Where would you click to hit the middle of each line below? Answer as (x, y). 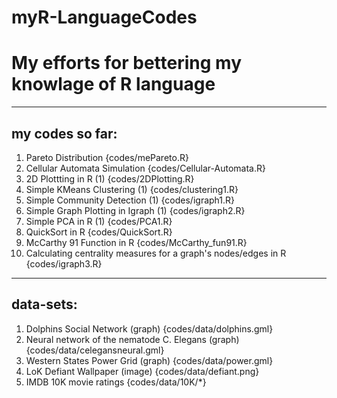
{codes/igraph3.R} (64, 263)
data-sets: (44, 304)
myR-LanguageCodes (104, 17)
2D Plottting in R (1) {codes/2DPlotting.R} (110, 178)
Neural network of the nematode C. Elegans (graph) (132, 339)
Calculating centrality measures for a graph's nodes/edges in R (156, 253)
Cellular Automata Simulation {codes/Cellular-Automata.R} (145, 168)
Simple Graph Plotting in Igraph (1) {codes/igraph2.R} (135, 210)
